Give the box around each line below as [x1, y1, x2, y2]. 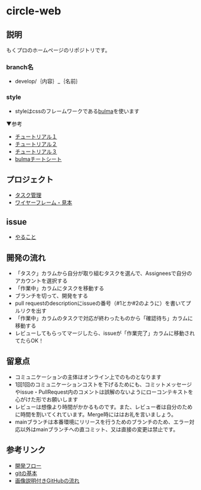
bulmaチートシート [14, 155, 62, 162]
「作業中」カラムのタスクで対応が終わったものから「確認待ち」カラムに [14, 314, 193, 322]
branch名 [6, 63, 34, 71]
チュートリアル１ [14, 133, 57, 140]
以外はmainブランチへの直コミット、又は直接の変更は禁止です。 [20, 425, 178, 432]
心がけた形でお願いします [14, 395, 78, 403]
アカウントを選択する [14, 277, 68, 285]
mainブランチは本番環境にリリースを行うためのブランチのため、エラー [14, 418, 190, 425]
